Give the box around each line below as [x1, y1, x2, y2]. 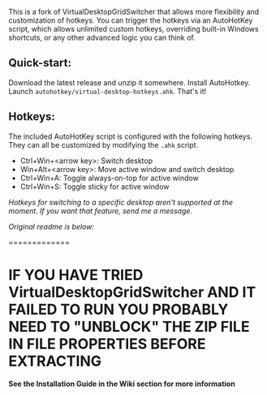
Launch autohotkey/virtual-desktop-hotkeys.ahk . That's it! [8, 86, 207, 96]
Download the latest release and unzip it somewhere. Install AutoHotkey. [8, 77, 251, 88]
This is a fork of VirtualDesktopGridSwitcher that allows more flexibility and [8, 7, 260, 16]
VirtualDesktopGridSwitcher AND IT [8, 283, 256, 301]
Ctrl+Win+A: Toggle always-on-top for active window [19, 173, 199, 182]
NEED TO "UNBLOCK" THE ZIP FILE [8, 317, 250, 336]
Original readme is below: [8, 221, 95, 231]
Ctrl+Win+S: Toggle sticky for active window [19, 182, 170, 191]
